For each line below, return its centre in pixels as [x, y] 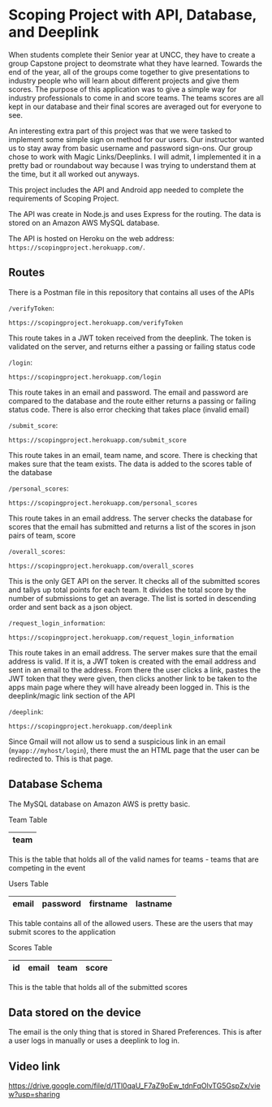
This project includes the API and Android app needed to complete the [126, 189]
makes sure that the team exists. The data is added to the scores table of [130, 464]
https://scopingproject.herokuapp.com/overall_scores [101, 566]
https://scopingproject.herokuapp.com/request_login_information [121, 638]
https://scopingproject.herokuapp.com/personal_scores [103, 503]
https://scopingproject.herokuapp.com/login [85, 377]
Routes [27, 272]
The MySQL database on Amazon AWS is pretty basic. [99, 804]
